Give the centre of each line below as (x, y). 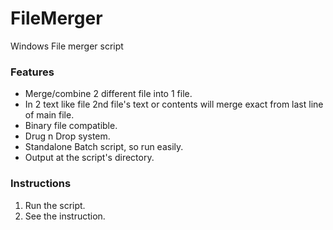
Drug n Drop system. (67, 136)
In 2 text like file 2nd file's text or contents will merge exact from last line (174, 104)
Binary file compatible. (71, 126)
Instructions (41, 184)
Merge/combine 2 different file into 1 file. (108, 94)
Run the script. (55, 205)
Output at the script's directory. (89, 158)
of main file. (49, 115)
